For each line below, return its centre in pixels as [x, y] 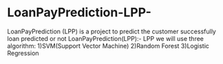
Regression [23, 53]
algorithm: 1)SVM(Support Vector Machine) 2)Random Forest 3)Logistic [108, 46]
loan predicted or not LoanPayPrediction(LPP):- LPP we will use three [106, 38]
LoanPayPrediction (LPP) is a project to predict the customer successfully [112, 31]
